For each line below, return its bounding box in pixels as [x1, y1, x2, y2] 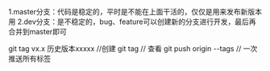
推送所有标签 [8, 54, 51, 63]
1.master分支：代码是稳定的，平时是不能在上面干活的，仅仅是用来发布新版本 [8, 7, 263, 16]
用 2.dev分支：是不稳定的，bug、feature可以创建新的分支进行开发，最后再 [8, 17, 256, 26]
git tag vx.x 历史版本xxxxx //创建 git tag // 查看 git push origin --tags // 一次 [8, 44, 258, 53]
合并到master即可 [8, 27, 67, 36]
